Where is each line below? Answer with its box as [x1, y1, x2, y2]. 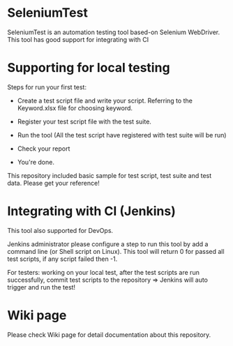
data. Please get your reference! [7, 179, 100, 187]
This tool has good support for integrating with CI [7, 35, 149, 43]
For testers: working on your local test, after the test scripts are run [7, 268, 200, 276]
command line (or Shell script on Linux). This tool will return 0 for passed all [7, 247, 225, 255]
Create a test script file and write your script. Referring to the [17, 96, 193, 105]
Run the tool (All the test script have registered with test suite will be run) [17, 130, 227, 139]
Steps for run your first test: [7, 82, 87, 91]
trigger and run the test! [7, 283, 75, 291]
